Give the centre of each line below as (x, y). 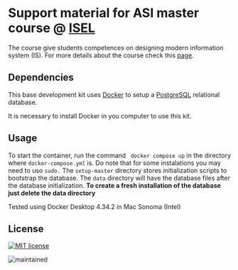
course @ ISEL (52, 28)
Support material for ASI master (104, 13)
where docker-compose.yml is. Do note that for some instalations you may (114, 163)
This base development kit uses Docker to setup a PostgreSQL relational (114, 94)
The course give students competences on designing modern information (116, 47)
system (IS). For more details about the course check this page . (101, 55)
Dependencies (41, 78)
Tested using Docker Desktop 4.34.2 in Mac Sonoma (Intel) (94, 206)
